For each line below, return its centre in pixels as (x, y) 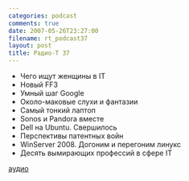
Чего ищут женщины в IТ (63, 76)
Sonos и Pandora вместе (62, 119)
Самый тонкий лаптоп (58, 110)
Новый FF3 (39, 84)
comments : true (34, 23)
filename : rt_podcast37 (48, 38)
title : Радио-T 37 (39, 53)
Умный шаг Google (52, 93)
